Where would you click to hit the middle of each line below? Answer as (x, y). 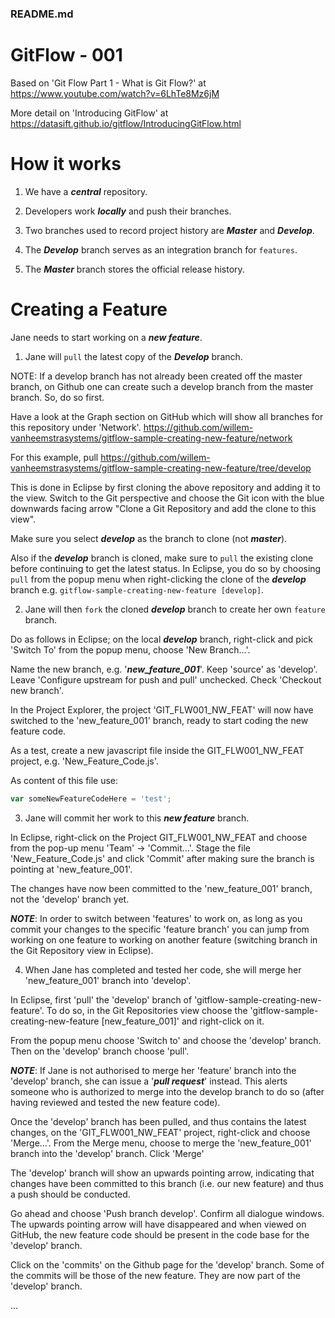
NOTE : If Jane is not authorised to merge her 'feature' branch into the (153, 1070)
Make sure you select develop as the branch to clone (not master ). (149, 538)
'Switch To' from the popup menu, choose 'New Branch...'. (130, 649)
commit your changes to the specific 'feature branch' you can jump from (160, 929)
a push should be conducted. (70, 1194)
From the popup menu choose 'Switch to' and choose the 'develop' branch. (166, 1040)
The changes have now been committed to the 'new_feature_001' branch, (161, 888)
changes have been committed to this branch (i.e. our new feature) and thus (167, 1183)
